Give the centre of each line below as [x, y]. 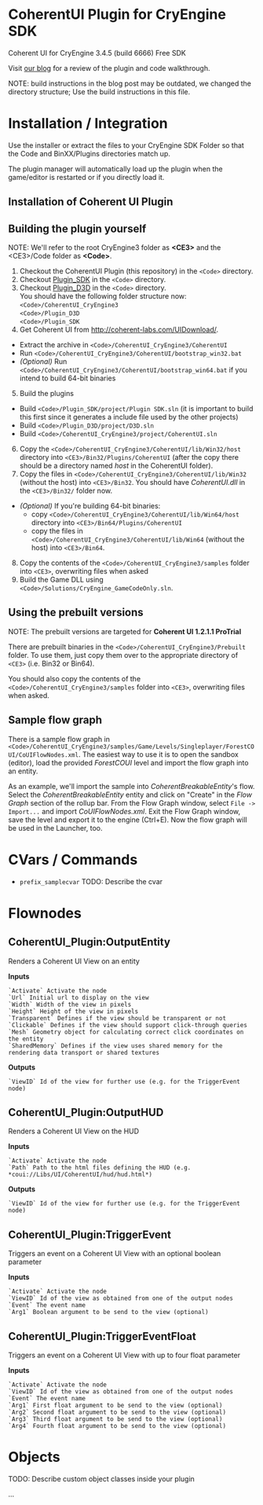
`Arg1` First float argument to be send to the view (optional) [115, 1406]
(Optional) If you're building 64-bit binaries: [90, 506]
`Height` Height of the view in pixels [73, 1011]
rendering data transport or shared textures [84, 1052]
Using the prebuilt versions [76, 613]
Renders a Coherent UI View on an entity [74, 961]
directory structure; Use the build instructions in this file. [99, 91]
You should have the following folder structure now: [103, 296]
